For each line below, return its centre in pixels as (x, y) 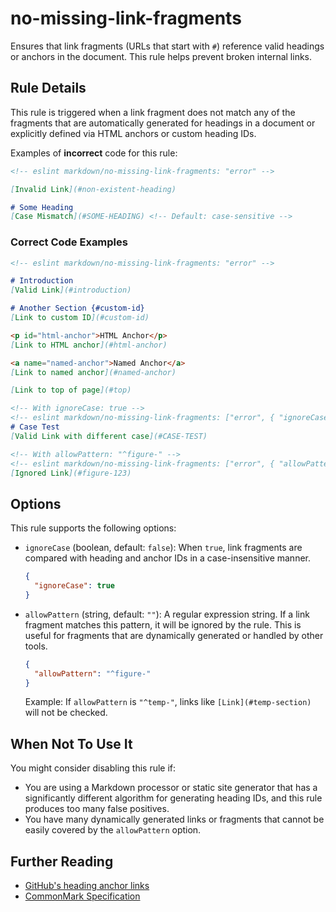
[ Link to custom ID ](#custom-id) (80, 318)
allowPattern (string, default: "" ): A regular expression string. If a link (167, 614)
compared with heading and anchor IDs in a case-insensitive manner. (167, 558)
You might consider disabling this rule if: (93, 768)
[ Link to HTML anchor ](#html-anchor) (89, 345)
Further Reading (62, 861)
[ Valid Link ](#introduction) (71, 290)
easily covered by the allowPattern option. (113, 830)
